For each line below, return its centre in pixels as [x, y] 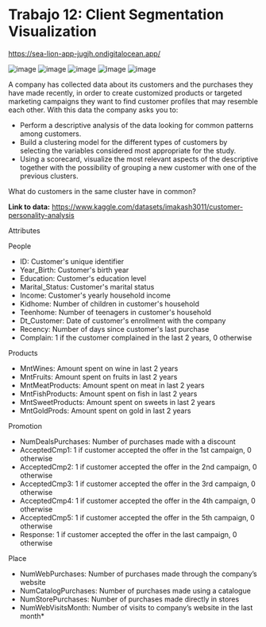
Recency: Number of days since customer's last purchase [114, 329]
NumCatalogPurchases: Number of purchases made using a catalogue [135, 590]
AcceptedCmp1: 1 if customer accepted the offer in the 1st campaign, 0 [135, 450]
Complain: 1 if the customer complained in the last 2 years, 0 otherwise [136, 337]
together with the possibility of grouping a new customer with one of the [138, 167]
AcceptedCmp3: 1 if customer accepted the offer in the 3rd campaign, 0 [137, 484]
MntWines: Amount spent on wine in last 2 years [99, 368]
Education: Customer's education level [83, 278]
